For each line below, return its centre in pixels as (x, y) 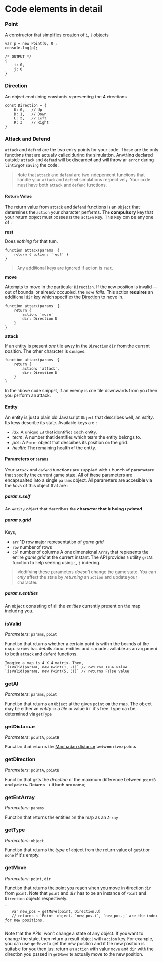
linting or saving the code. (32, 165)
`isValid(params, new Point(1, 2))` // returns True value (66, 667)
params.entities (22, 593)
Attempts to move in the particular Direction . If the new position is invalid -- (81, 287)
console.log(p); (21, 48)
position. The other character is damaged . (45, 351)
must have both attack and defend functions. (62, 185)
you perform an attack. (28, 395)
